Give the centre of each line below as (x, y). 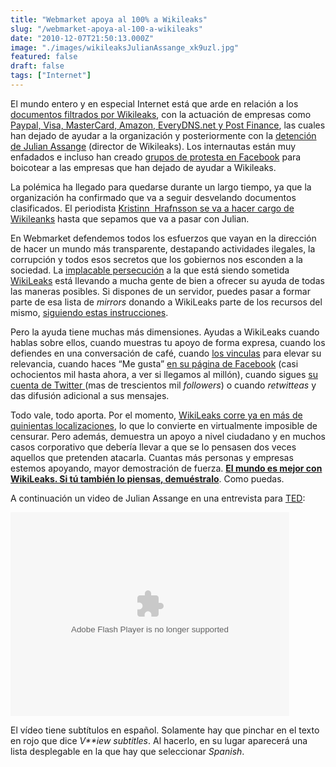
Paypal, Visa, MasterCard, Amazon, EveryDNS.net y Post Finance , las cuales (168, 125)
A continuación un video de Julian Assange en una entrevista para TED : (158, 498)
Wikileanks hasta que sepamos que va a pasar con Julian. (130, 218)
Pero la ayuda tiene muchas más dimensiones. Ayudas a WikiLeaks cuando (165, 332)
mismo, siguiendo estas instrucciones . (89, 312)
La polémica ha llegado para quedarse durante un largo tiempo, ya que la (161, 187)
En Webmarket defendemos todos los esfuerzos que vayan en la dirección (163, 238)
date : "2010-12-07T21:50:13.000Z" (82, 38)
